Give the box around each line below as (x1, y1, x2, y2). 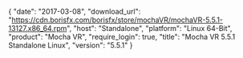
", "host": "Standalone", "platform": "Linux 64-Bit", (67, 24, 233, 33)
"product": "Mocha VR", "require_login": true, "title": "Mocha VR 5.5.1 (8, 32, 236, 41)
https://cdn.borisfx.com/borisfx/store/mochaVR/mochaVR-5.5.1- (11, 15, 223, 25)
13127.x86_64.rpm (8, 24, 67, 33)
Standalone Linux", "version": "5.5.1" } (8, 41, 133, 50)
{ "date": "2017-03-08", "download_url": (8, 7, 141, 16)
